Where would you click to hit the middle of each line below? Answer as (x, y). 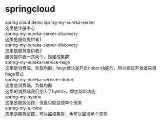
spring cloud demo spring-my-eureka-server (50, 22)
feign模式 (15, 74)
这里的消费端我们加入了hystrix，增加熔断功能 (50, 91)
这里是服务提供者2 (24, 51)
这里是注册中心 (20, 28)
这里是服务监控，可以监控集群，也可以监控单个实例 (56, 114)
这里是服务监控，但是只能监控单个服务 (43, 103)
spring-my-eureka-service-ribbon (39, 79)
